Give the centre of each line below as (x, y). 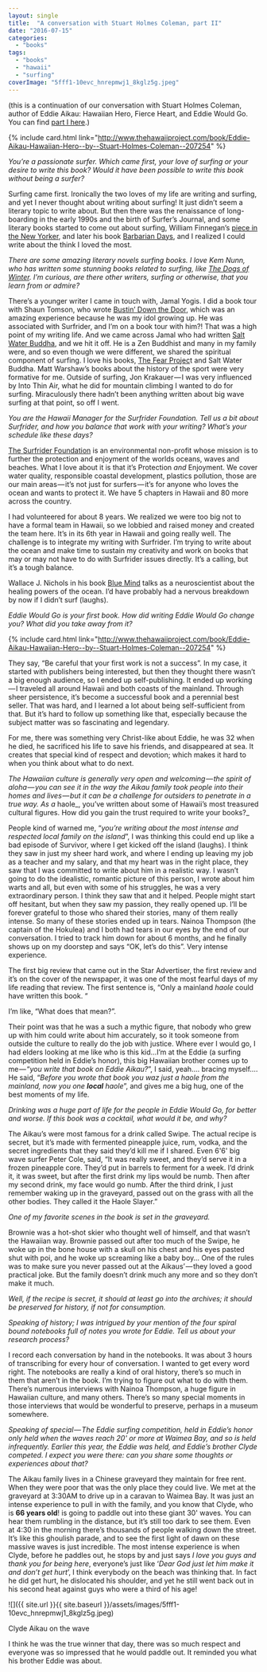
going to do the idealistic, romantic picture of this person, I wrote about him (132, 878)
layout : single (33, 16)
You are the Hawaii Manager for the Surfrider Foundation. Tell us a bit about (133, 418)
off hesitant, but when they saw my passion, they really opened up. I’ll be (128, 904)
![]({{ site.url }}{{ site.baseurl (55, 1604)
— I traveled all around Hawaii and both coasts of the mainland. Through (126, 688)
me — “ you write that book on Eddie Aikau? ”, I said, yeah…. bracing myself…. (133, 1069)
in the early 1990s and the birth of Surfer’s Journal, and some (140, 219)
